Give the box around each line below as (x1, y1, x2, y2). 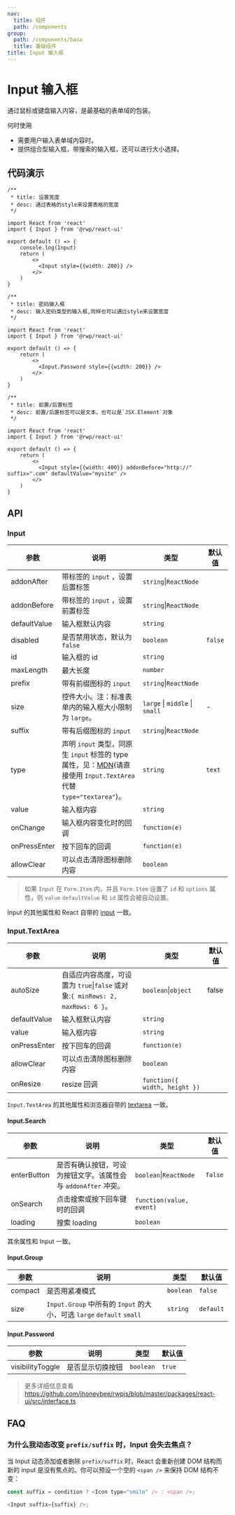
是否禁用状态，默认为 (62, 632, 132, 642)
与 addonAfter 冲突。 (56, 1181, 124, 1191)
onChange (10, 823, 45, 832)
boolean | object (142, 985, 192, 995)
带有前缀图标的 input (62, 679, 131, 689)
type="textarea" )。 (62, 792, 126, 802)
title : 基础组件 (13, 43, 57, 50)
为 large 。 (62, 713, 96, 722)
